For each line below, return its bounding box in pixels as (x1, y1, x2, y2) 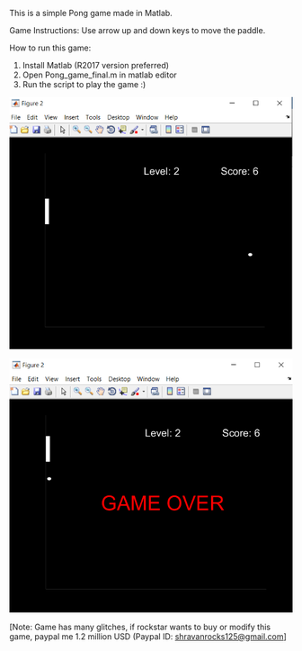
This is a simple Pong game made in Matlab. (9, 8, 173, 18)
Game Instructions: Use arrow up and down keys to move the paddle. (9, 25, 266, 35)
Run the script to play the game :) (22, 79, 147, 89)
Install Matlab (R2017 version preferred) (22, 60, 169, 70)
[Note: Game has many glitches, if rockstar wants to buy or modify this (9, 621, 271, 632)
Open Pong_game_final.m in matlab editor (22, 69, 177, 80)
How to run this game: (9, 42, 92, 53)
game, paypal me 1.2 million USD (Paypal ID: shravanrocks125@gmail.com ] (9, 630, 288, 642)
